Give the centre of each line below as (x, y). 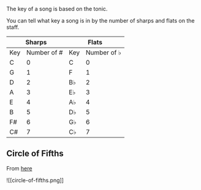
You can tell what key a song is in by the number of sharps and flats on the (100, 20)
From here (19, 168)
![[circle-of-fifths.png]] (35, 180)
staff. (13, 27)
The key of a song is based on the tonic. (57, 9)
